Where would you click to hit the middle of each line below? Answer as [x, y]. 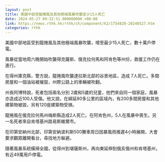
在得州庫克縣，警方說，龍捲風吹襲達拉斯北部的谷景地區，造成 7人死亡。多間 [82, 76]
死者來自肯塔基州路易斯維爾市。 [46, 122]
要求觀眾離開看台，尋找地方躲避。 [40, 138]
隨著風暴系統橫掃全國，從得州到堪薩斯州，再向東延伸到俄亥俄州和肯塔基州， [82, 149]
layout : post [18, 10]
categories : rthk [23, 28]
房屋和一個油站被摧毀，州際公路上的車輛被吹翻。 [55, 82]
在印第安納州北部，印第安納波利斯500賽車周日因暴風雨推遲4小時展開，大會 [82, 132]
